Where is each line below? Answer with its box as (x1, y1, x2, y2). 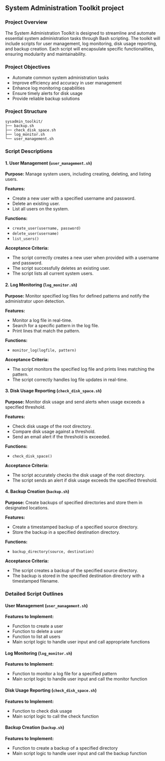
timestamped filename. (12, 578, 59, 584)
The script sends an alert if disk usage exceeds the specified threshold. (12, 477, 158, 483)
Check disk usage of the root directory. (12, 423, 92, 429)
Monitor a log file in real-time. (12, 317, 72, 323)
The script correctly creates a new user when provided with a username (12, 254, 159, 261)
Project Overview (5, 19, 48, 26)
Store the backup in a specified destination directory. (12, 529, 120, 535)
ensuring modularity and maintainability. (5, 51, 87, 57)
